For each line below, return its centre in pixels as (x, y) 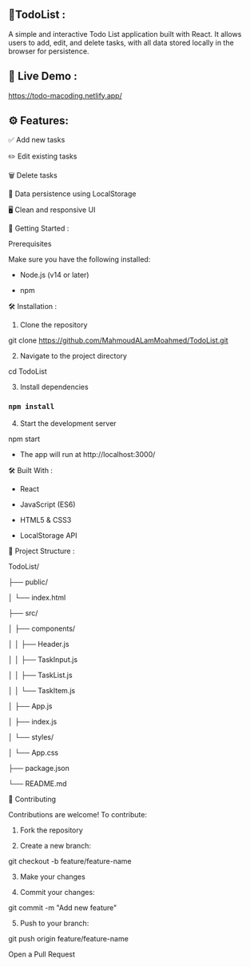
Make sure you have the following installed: (79, 259)
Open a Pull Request (42, 954)
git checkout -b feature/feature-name (70, 861)
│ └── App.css (33, 752)
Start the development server (68, 423)
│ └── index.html (37, 597)
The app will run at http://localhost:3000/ (87, 454)
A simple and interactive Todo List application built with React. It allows (125, 34)
